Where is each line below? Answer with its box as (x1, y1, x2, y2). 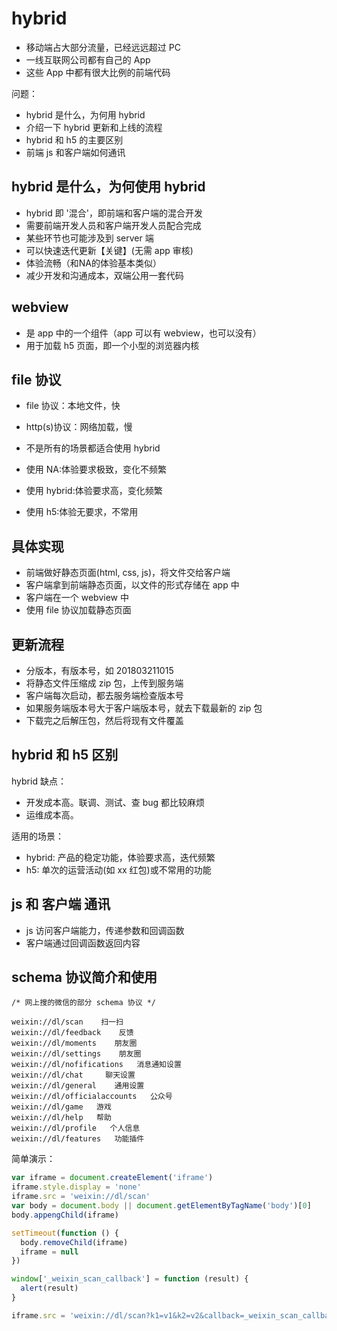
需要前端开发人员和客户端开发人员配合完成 (25, 219, 202, 231)
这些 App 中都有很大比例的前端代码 (25, 66, 171, 78)
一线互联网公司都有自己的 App (25, 53, 151, 66)
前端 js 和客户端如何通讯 (25, 146, 126, 158)
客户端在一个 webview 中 (25, 592, 129, 604)
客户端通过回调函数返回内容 (25, 937, 141, 949)
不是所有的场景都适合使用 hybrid (25, 442, 161, 454)
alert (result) (20, 1283, 79, 1294)
